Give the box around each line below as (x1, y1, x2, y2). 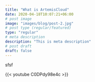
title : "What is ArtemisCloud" (5, 7, 69, 12)
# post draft (5, 44, 32, 49)
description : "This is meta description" (5, 39, 92, 44)
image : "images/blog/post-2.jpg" (5, 21, 74, 26)
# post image (5, 16, 32, 21)
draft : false (5, 48, 32, 53)
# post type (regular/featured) (5, 26, 71, 30)
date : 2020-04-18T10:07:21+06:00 (5, 12, 74, 17)
